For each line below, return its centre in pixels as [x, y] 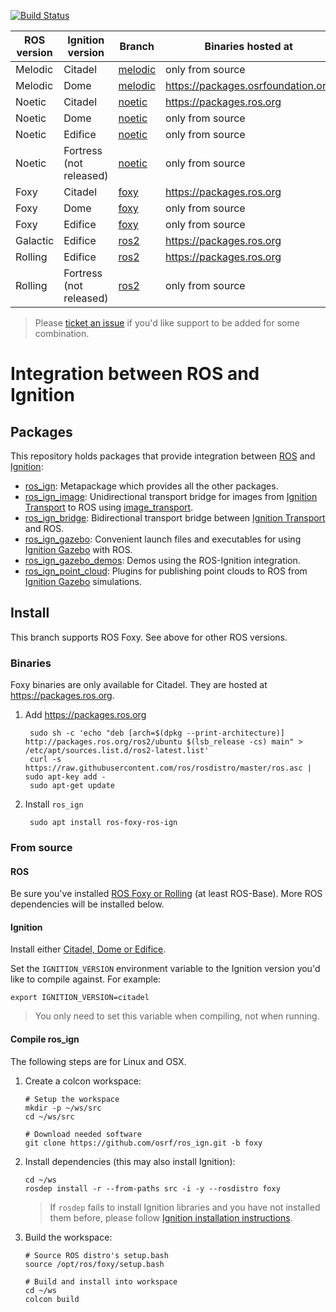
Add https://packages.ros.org [85, 715]
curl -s [45, 760]
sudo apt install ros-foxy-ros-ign [103, 823]
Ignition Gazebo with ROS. [78, 549]
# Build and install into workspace [101, 1281]
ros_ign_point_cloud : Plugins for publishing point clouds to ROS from [166, 571]
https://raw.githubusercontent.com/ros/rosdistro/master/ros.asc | [168, 768]
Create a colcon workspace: [83, 1081]
